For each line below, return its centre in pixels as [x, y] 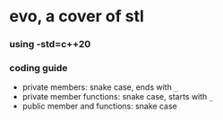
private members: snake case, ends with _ [100, 87]
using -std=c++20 [50, 44]
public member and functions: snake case [99, 106]
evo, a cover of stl [77, 16]
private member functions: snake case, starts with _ [118, 97]
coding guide [39, 68]
